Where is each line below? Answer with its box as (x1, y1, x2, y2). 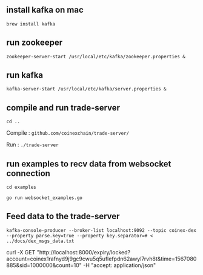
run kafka (6, 70, 44, 81)
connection (6, 168, 50, 178)
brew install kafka (6, 21, 56, 27)
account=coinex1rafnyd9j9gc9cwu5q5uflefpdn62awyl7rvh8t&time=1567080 (6, 255, 197, 262)
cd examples (6, 185, 36, 191)
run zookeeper (6, 38, 63, 48)
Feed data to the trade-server (6, 211, 120, 222)
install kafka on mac (6, 5, 84, 15)
